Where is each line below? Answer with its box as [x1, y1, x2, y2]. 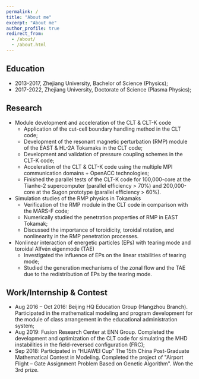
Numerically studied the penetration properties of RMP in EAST [23, 213, 178, 220]
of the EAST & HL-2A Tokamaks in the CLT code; [23, 144, 143, 151]
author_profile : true [6, 25, 60, 31]
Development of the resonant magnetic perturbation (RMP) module [23, 138, 188, 145]
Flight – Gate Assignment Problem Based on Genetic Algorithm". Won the [14, 360, 194, 367]
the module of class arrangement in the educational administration [14, 316, 178, 323]
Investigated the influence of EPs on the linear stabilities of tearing [23, 251, 187, 258]
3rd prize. [14, 367, 39, 374]
